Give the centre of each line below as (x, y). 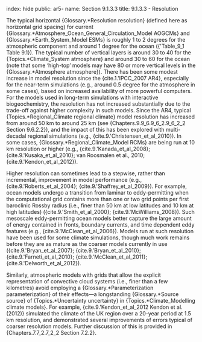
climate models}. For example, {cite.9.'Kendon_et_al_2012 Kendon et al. (94, 307)
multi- (173, 130)
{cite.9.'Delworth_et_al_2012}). (44, 263)
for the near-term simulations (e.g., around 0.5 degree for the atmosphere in (101, 85)
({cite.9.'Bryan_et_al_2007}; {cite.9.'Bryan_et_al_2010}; (74, 250)
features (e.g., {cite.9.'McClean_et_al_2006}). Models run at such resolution (100, 231)
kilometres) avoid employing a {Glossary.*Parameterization (80, 288)
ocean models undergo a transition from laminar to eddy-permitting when (97, 192)
